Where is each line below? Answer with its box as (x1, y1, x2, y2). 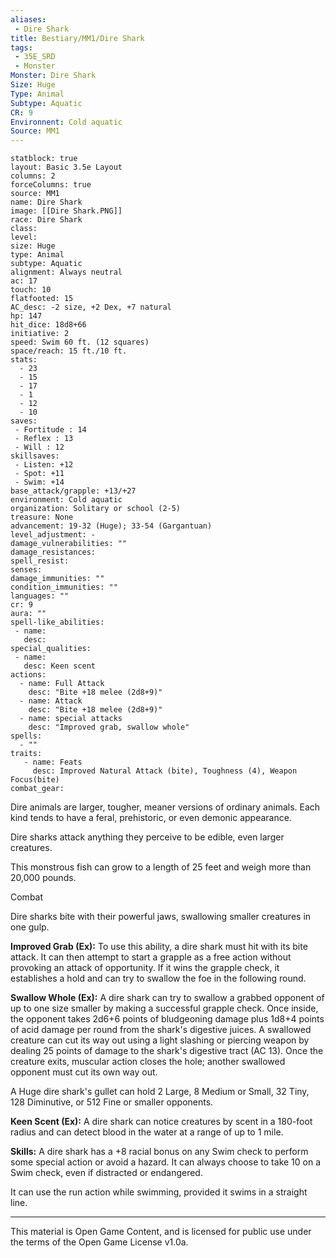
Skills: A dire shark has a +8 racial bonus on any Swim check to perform (10, 1146, 309, 1158)
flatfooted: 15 (10, 294, 74, 304)
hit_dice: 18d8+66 (10, 320, 87, 330)
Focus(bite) (10, 775, 60, 785)
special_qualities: (10, 644, 92, 654)
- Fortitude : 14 (14, 425, 87, 435)
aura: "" (10, 609, 47, 619)
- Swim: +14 (14, 477, 65, 488)
